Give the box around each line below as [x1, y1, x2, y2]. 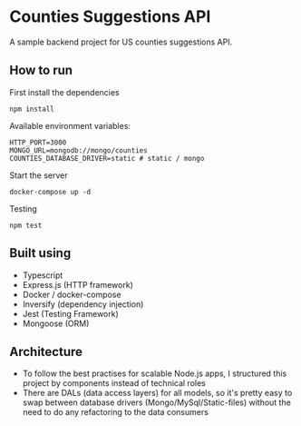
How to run [9, 63, 73, 78]
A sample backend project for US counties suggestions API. [9, 36, 233, 47]
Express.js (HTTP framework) [22, 279, 133, 290]
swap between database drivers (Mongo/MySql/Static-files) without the [22, 397, 292, 408]
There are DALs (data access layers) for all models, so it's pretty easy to [22, 388, 293, 399]
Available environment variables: [9, 120, 131, 131]
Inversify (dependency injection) [22, 298, 144, 310]
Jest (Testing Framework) [22, 308, 120, 319]
